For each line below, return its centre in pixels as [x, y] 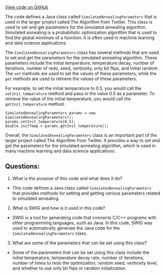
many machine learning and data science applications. [60, 151]
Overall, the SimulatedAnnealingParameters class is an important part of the [81, 135]
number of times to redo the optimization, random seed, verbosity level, [85, 263]
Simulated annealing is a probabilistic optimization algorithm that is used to [81, 32]
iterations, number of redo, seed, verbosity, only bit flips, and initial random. [82, 68]
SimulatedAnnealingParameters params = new [50, 113]
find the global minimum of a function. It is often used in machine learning [80, 38]
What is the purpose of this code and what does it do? [67, 178]
